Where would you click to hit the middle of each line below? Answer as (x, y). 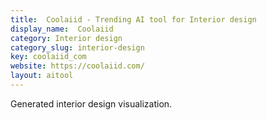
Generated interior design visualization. (91, 103)
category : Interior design (66, 38)
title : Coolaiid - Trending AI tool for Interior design (133, 19)
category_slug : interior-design (77, 47)
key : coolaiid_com (48, 57)
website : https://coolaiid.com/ (77, 66)
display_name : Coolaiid (62, 29)
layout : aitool (42, 76)
